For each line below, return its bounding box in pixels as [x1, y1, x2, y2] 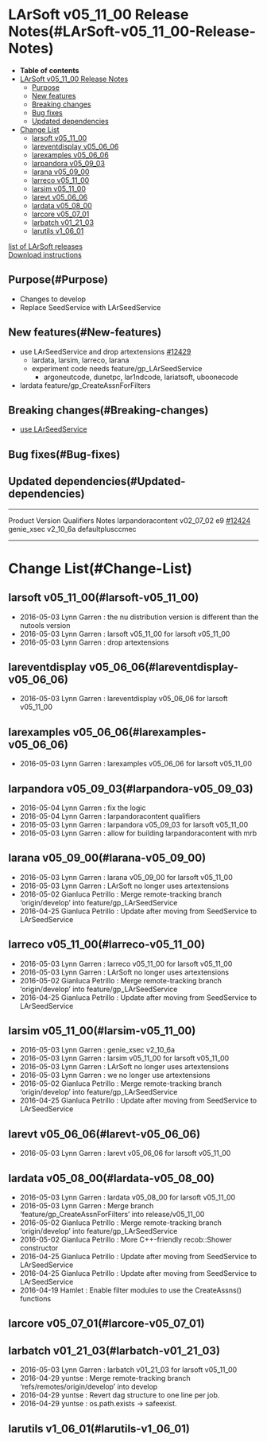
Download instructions [8, 250, 82, 259]
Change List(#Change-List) [8, 559, 193, 577]
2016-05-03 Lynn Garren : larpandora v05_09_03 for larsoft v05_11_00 [19, 820, 249, 830]
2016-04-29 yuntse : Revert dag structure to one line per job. [19, 1390, 220, 1400]
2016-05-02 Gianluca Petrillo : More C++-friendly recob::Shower [19, 1235, 232, 1245]
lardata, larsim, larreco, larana [31, 355, 130, 365]
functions [19, 1294, 52, 1304]
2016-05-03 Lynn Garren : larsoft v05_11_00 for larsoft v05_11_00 [19, 629, 230, 638]
